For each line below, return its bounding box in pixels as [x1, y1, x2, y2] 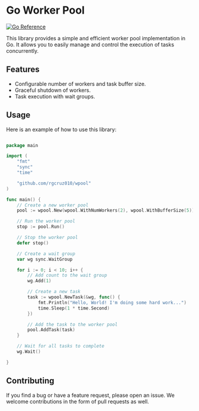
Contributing [6, 376, 54, 386]
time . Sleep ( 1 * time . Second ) [37, 305, 110, 311]
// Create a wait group [17, 250, 76, 257]
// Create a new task [27, 289, 81, 295]
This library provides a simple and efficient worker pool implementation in [6, 34, 185, 42]
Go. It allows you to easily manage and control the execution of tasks [6, 41, 175, 48]
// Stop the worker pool [17, 235, 78, 241]
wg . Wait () [17, 349, 41, 355]
